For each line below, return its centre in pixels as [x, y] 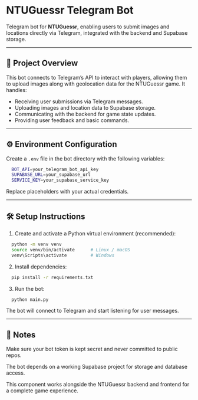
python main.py [30, 299]
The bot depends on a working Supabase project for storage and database [97, 367]
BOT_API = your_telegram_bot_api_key [55, 169]
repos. [14, 355]
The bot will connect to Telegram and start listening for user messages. [93, 311]
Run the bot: [29, 288]
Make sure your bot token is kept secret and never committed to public [92, 349]
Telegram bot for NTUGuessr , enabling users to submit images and [88, 27]
